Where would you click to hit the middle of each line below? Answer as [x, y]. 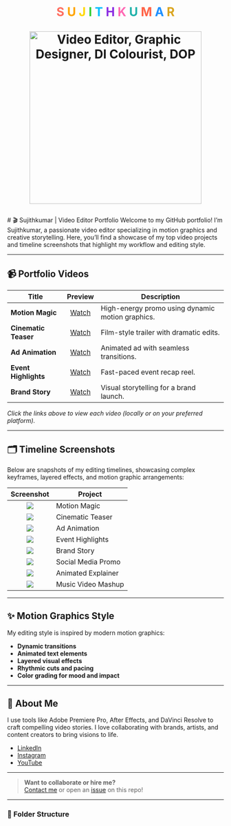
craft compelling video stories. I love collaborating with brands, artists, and [113, 727]
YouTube [30, 763]
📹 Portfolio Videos [48, 274]
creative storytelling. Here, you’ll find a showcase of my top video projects [112, 237]
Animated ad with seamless [145, 348]
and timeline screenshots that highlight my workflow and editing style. [107, 245]
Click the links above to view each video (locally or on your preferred [105, 413]
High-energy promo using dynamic [158, 308]
